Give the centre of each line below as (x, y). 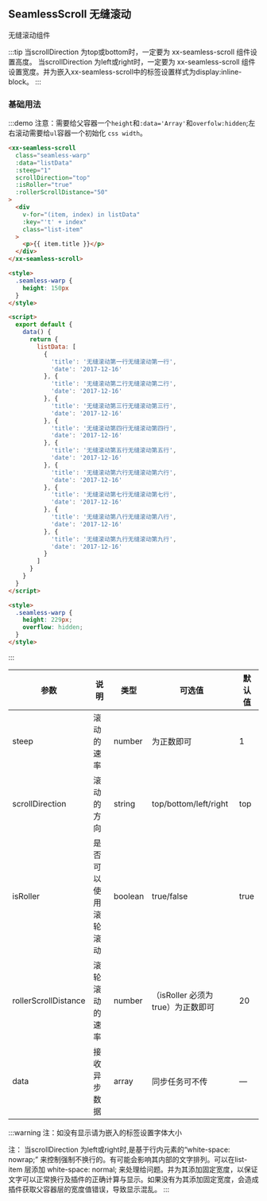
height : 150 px (46, 288)
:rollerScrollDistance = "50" (62, 192)
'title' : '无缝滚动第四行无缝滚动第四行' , (114, 428)
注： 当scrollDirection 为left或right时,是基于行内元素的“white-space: (119, 1149)
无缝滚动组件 (29, 35)
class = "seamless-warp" (53, 155)
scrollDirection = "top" (53, 177)
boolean (129, 896)
